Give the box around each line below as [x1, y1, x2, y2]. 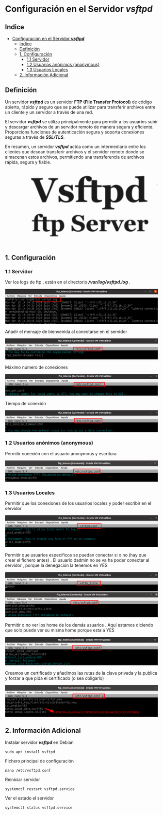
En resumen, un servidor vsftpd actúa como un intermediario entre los [5, 144, 146, 149]
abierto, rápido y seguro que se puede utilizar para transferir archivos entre [5, 104, 156, 110]
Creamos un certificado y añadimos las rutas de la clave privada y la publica [5, 670, 158, 676]
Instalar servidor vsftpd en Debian [5, 739, 74, 745]
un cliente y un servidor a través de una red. [5, 109, 94, 115]
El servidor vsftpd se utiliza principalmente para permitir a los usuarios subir [5, 118, 158, 125]
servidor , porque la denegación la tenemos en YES [5, 562, 108, 568]
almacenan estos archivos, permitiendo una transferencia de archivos [5, 154, 145, 160]
